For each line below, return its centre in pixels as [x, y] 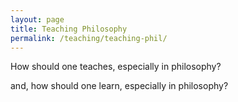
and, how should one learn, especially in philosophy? [119, 86]
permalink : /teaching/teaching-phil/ [89, 38]
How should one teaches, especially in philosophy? [116, 67]
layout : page [37, 19]
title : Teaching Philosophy [69, 29]
